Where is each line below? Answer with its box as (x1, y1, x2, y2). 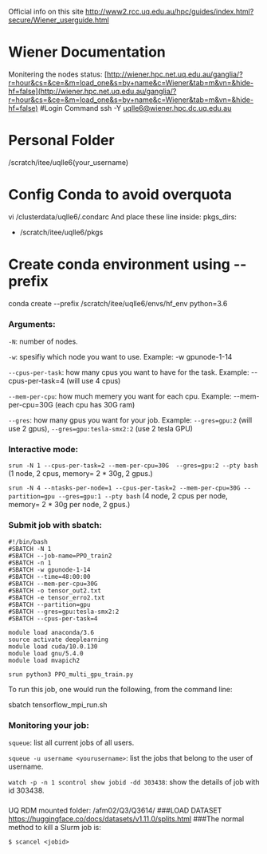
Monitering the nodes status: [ (8, 69, 108, 79)
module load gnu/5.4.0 (8, 649, 84, 657)
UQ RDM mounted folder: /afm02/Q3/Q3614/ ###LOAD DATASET (8, 805, 222, 815)
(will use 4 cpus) (66, 376, 121, 386)
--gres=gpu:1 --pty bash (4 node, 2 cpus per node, (58, 491, 229, 501)
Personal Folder (8, 132, 115, 150)
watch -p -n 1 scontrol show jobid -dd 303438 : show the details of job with (8, 777, 260, 786)
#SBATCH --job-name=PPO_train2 (8, 552, 112, 560)
